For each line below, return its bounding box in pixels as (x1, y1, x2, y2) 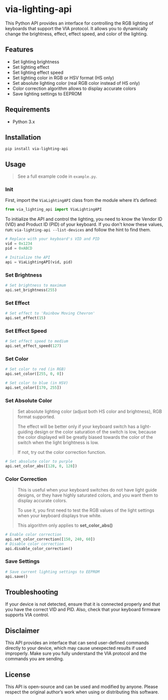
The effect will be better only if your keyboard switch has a (17, 423, 139, 429)
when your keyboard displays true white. (17, 513, 102, 519)
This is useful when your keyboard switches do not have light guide (17, 487, 157, 493)
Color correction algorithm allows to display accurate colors (12, 85, 136, 91)
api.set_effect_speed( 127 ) (5, 343, 62, 348)
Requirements (5, 105, 50, 114)
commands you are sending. (5, 656, 64, 662)
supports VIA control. (5, 612, 49, 618)
